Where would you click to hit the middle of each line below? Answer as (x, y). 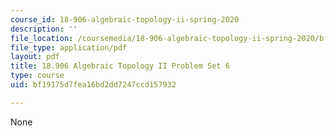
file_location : (42, 38)
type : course (37, 76)
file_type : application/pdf (69, 47)
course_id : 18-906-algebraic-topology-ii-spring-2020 (125, 19)
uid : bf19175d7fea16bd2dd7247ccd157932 (93, 85)
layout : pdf (35, 57)
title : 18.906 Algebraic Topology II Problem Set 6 (120, 66)
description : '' (44, 29)
